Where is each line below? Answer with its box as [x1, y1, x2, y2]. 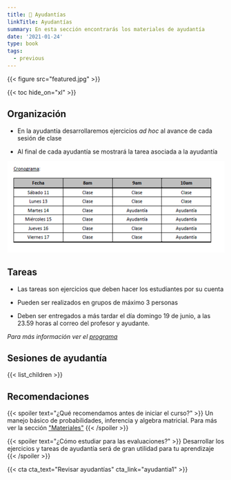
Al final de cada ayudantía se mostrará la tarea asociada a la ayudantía [17, 147, 218, 156]
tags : [7, 48, 23, 55]
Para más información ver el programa [7, 332, 118, 340]
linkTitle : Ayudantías [7, 18, 72, 26]
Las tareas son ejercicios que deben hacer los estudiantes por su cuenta [17, 284, 224, 293]
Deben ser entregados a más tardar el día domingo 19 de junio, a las [17, 311, 211, 320]
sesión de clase [17, 133, 62, 142]
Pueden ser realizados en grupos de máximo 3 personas [17, 298, 178, 306]
